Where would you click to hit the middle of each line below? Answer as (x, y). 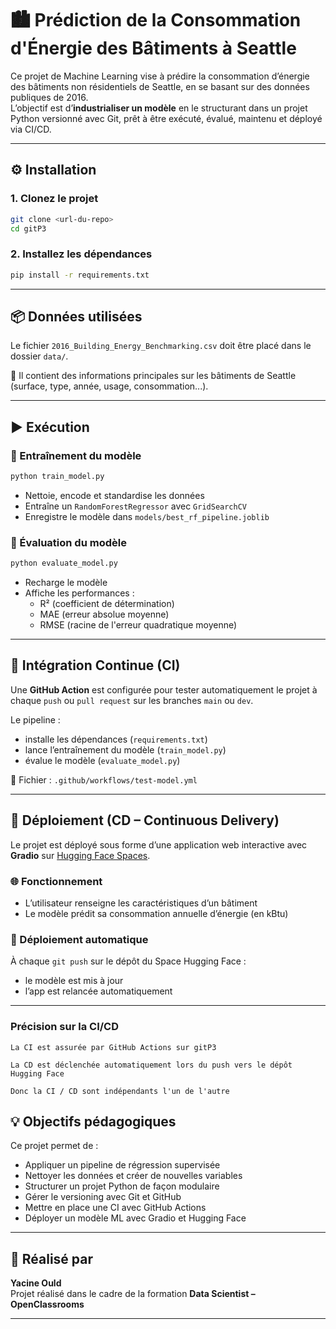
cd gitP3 (28, 228)
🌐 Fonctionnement (56, 881)
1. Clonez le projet (54, 199)
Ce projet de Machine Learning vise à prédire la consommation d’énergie (160, 76)
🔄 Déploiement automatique (79, 939)
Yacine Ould (36, 1283)
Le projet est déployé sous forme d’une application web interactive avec (159, 844)
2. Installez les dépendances (81, 254)
